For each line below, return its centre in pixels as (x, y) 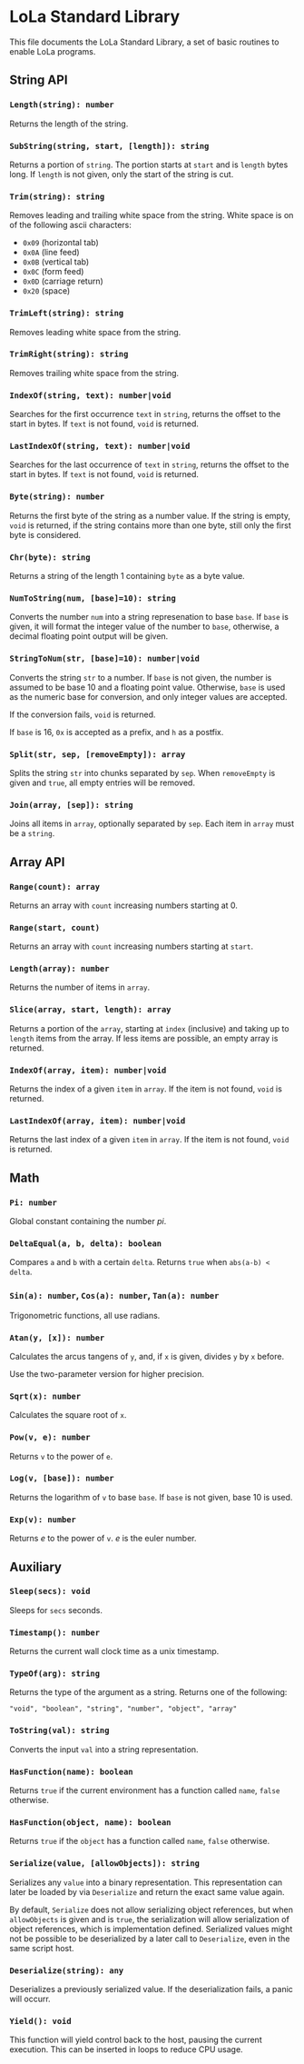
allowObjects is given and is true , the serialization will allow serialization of (150, 1919)
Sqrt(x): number (45, 1396)
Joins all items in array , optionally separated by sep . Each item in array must (152, 823)
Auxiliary (35, 1566)
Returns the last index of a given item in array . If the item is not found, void (149, 1140)
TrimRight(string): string (69, 354)
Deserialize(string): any (67, 1970)
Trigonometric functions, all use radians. (85, 1315)
